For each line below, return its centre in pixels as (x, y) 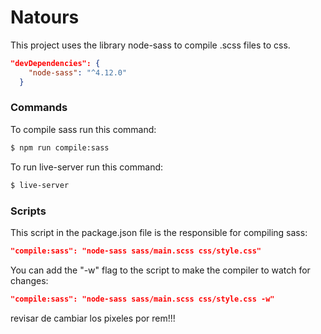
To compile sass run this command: (83, 129)
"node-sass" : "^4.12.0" (78, 72)
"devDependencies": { (55, 63)
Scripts (28, 211)
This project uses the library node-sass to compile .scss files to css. (150, 45)
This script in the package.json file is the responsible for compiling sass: (159, 232)
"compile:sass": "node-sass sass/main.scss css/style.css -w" (142, 299)
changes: (29, 280)
